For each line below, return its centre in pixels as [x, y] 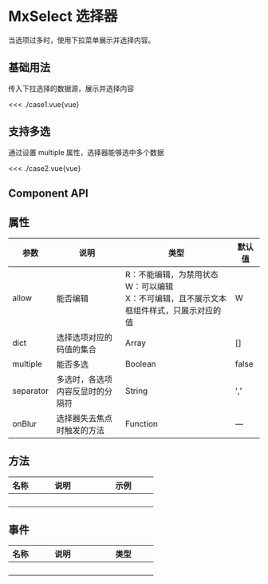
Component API [49, 193]
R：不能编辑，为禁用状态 [171, 274]
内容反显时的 [81, 391]
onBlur [25, 423]
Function [141, 423]
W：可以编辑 [149, 286]
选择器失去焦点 [85, 418]
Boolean [141, 364]
